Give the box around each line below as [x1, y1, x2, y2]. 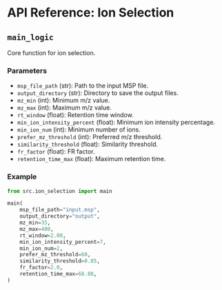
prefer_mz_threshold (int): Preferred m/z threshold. [17, 133, 163, 141]
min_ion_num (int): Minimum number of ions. [17, 125, 141, 134]
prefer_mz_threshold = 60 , [19, 251, 91, 258]
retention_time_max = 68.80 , [19, 271, 97, 278]
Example [7, 172, 37, 182]
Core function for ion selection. [7, 49, 96, 56]
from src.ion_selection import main [7, 187, 112, 194]
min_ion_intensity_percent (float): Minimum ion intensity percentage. [17, 118, 216, 127]
